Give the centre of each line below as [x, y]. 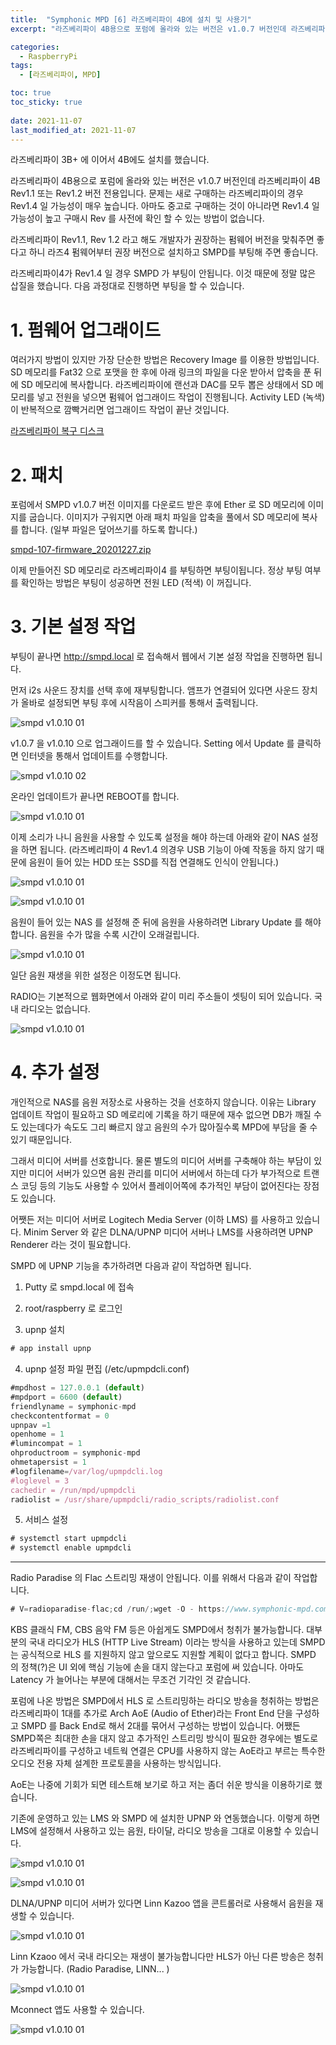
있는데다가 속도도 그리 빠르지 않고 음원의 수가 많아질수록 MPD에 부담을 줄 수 [169, 1127]
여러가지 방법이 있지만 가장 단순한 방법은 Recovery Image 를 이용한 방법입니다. [165, 360]
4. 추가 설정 [55, 1072]
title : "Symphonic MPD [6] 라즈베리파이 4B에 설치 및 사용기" [131, 19]
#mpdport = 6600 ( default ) [66, 1397]
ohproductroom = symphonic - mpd [75, 1453]
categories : [35, 47]
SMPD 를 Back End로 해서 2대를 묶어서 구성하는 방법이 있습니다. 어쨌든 [160, 1725]
